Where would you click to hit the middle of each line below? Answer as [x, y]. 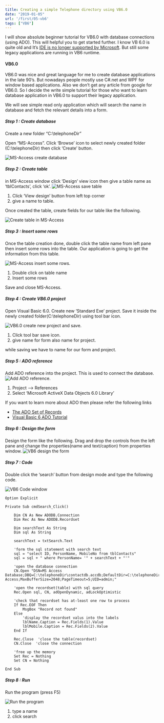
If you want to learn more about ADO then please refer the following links [79, 403]
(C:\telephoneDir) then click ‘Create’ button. [49, 148]
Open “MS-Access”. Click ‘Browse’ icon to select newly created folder [75, 143]
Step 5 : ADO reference [29, 361]
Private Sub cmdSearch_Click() [37, 507]
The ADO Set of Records [37, 412]
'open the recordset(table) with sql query [59, 588]
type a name [25, 711]
